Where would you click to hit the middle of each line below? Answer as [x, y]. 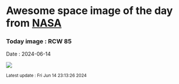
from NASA [34, 23]
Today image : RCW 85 [39, 41]
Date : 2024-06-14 [29, 54]
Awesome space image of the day [89, 11]
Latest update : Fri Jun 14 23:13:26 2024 [46, 76]
